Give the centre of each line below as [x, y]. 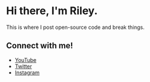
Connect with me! [40, 46]
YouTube [25, 60]
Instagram [27, 73]
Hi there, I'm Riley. [52, 11]
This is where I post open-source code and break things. [76, 27]
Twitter [23, 66]
